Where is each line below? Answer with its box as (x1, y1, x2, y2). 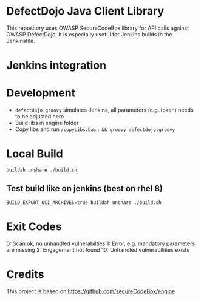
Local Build (6, 147, 64, 161)
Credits (6, 267, 44, 281)
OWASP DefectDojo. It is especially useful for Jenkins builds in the (6, 30, 172, 38)
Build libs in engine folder (15, 120, 79, 127)
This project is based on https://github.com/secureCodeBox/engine (6, 287, 175, 295)
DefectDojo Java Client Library (6, 4, 165, 18)
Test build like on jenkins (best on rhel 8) (6, 183, 163, 194)
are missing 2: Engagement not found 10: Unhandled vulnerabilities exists (6, 246, 190, 253)
